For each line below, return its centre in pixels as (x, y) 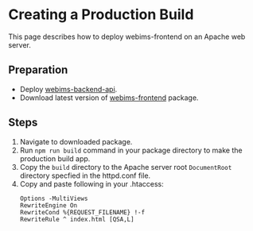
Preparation (38, 70)
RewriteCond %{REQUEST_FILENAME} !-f (82, 212)
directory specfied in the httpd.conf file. (85, 175)
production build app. (55, 158)
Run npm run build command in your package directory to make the (131, 150)
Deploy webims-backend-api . (68, 89)
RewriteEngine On (49, 205)
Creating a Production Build (101, 15)
